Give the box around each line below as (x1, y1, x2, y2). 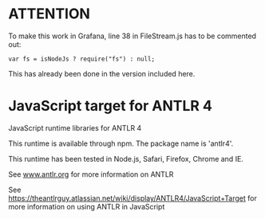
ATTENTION (8, 5, 90, 23)
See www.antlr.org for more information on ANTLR (8, 169, 174, 179)
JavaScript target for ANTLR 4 (8, 97, 213, 115)
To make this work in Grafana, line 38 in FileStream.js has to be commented (8, 31, 257, 41)
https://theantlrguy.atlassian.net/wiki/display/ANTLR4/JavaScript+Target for (8, 193, 257, 203)
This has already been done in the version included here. (8, 68, 196, 78)
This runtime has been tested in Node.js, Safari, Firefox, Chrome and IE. (8, 154, 243, 163)
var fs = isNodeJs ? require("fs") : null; (8, 55, 156, 63)
